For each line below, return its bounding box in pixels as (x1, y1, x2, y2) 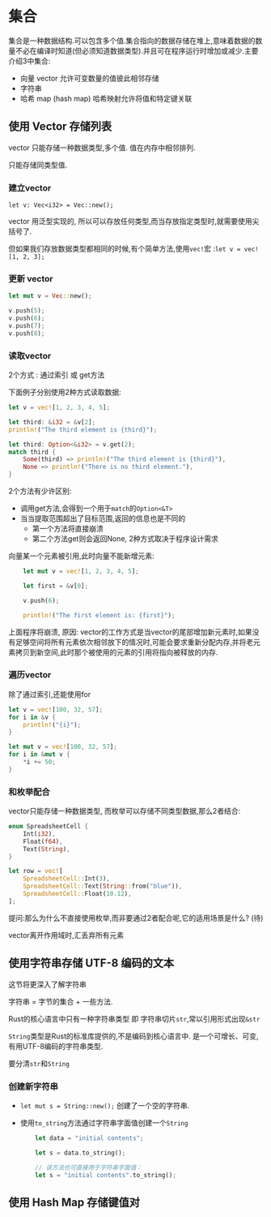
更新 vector (8, 273, 54, 284)
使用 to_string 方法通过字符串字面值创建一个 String (19, 1117, 188, 1128)
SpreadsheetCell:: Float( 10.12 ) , (23, 890, 132, 898)
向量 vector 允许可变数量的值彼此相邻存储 (19, 73, 159, 83)
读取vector (8, 350, 52, 361)
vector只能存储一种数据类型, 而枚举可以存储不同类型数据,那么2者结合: (8, 806, 241, 816)
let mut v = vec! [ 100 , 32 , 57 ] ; (8, 743, 117, 751)
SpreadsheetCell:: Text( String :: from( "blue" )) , (23, 882, 183, 891)
